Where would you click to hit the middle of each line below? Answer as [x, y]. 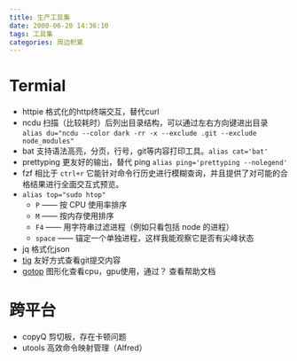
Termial [38, 86]
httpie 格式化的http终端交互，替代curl [90, 112]
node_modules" [48, 141]
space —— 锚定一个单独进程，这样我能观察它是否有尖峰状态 [145, 238]
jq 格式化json [46, 249]
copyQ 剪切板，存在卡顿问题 [74, 337]
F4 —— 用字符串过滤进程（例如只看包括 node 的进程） [135, 227]
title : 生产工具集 [40, 17]
